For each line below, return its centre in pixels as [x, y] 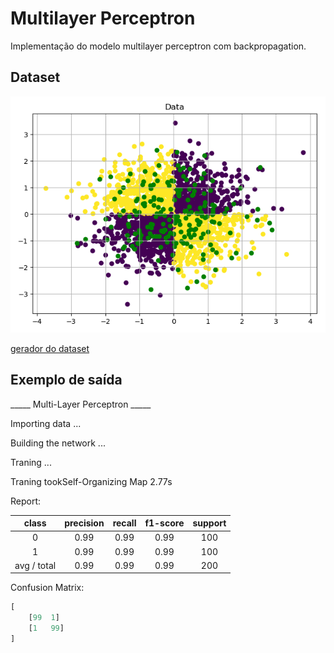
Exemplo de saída [66, 380]
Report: [26, 501]
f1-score [164, 523]
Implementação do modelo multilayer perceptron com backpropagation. [158, 46]
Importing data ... [46, 423]
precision [84, 523]
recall [124, 523]
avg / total [35, 565]
